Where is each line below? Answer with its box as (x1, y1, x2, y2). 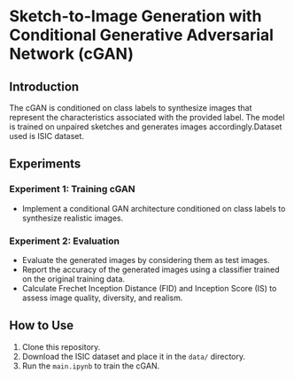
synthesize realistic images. (21, 213, 124, 223)
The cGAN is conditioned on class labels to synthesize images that (9, 103, 252, 112)
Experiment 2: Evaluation (9, 235, 120, 247)
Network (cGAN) (9, 44, 135, 64)
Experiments (9, 157, 81, 172)
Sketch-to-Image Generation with (9, 6, 262, 27)
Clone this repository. (21, 341, 101, 352)
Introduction (9, 79, 80, 94)
